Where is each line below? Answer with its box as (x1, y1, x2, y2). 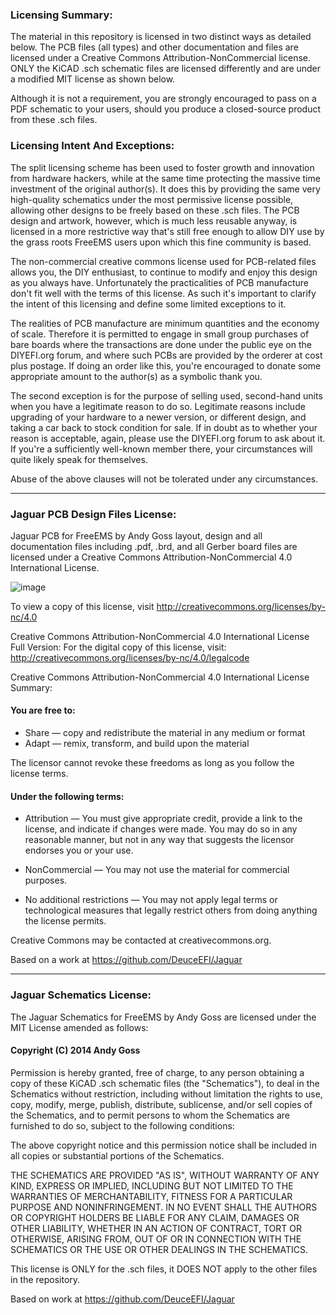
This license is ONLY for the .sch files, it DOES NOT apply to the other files (10, 1263, 318, 1275)
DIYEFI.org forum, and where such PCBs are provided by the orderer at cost (10, 349, 323, 361)
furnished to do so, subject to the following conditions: (10, 1119, 235, 1132)
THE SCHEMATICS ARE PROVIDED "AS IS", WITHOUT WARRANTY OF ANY (10, 1169, 320, 1181)
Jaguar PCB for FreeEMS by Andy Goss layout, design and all (10, 529, 263, 542)
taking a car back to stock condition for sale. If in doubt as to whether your (10, 421, 318, 433)
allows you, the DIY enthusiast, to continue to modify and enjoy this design (10, 266, 318, 278)
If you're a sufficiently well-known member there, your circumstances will (10, 443, 313, 455)
